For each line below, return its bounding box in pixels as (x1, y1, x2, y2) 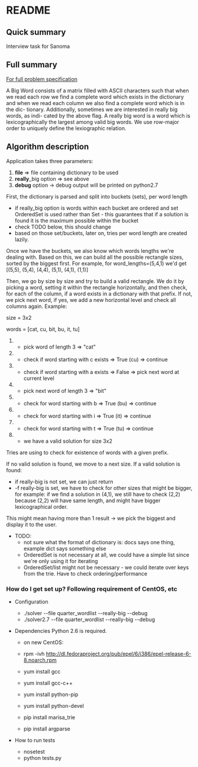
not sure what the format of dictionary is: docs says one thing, (23, 538, 176, 545)
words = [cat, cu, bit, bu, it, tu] (6, 326, 80, 333)
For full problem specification (6, 75, 78, 83)
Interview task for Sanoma (6, 43, 70, 50)
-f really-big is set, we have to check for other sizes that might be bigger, (14, 484, 193, 491)
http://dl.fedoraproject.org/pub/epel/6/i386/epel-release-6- (46, 650, 191, 657)
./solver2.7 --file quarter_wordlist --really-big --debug (23, 616, 155, 623)
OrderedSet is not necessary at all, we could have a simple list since (23, 551, 190, 558)
